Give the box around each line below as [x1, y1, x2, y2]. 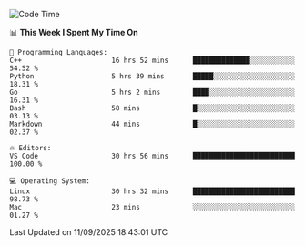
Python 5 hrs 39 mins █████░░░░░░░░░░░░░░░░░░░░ [9, 72, 296, 81]
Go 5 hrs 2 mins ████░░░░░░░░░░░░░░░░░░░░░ [9, 87, 296, 97]
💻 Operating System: [9, 177, 91, 186]
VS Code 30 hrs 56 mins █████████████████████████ [9, 151, 296, 160]
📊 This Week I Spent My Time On [9, 27, 138, 37]
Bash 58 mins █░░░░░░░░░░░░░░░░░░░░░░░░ [9, 104, 296, 113]
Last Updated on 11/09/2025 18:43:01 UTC [9, 227, 168, 237]
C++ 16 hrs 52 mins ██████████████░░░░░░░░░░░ [9, 56, 296, 65]
